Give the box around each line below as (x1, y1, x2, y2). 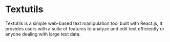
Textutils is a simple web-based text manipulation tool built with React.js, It (5, 20, 163, 26)
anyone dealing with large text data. (5, 31, 81, 37)
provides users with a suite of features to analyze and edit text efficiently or (5, 25, 165, 31)
